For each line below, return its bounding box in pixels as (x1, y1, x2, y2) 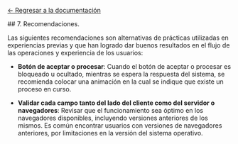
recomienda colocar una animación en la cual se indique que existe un (17, 77, 224, 86)
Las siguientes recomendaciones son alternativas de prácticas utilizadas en (7, 33, 229, 42)
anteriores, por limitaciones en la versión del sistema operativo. (17, 129, 204, 137)
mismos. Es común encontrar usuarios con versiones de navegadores (17, 121, 222, 130)
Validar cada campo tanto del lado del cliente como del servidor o (17, 99, 215, 107)
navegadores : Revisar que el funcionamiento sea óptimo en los (17, 106, 204, 114)
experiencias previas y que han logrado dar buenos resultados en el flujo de (7, 41, 230, 49)
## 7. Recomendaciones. (7, 20, 80, 28)
